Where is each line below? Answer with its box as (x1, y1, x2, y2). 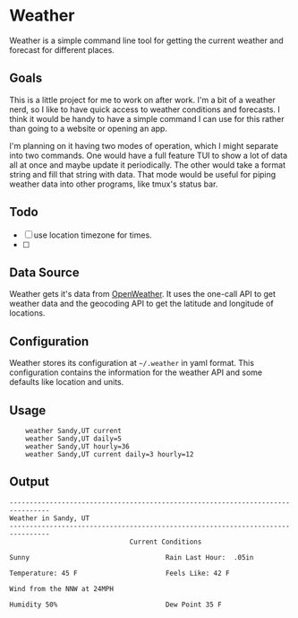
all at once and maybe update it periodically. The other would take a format (9, 159, 286, 170)
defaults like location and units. (9, 377, 124, 387)
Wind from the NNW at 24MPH (9, 584, 115, 593)
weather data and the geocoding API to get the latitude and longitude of (9, 298, 275, 309)
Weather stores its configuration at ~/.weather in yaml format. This (9, 358, 255, 369)
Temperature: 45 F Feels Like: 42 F (9, 569, 230, 578)
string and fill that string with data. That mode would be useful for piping (9, 169, 277, 179)
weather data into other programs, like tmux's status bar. (9, 178, 218, 189)
